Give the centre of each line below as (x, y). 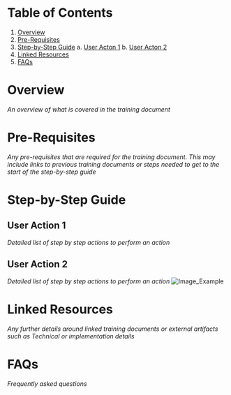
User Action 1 (37, 226)
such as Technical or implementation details (71, 336)
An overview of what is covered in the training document (89, 109)
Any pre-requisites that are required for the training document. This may (111, 157)
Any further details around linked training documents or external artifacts (113, 329)
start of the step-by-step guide (52, 172)
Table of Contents (60, 13)
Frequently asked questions (47, 383)
